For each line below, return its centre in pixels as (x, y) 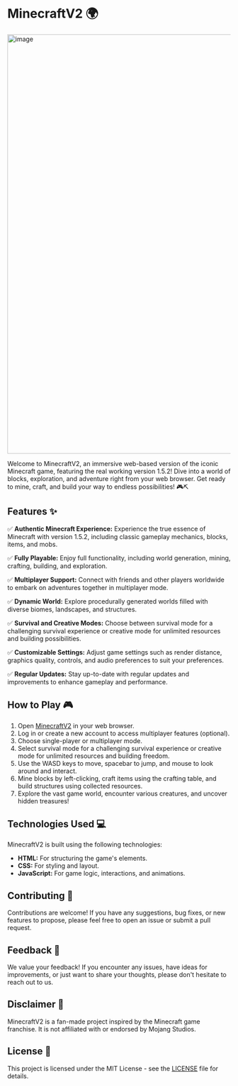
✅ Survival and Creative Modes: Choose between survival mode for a (110, 623)
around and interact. (47, 771)
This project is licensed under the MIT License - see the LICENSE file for (113, 1068)
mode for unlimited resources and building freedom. (93, 756)
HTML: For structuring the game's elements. (82, 859)
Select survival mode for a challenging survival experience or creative (119, 748)
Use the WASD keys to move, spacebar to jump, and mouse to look (115, 763)
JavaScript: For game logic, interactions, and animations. (101, 873)
